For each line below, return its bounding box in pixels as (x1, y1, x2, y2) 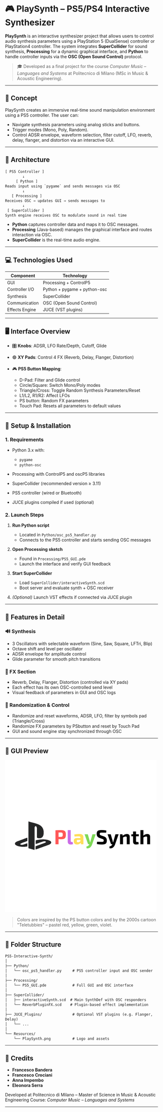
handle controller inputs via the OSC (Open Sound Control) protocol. (5, 53, 143, 59)
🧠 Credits (5, 1054, 34, 1062)
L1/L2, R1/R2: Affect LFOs (19, 393, 70, 398)
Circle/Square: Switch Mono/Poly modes (19, 382, 101, 388)
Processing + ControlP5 (43, 280, 91, 286)
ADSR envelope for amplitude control (12, 651, 86, 657)
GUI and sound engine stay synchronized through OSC (12, 728, 122, 734)
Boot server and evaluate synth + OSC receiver (19, 585, 114, 591)
